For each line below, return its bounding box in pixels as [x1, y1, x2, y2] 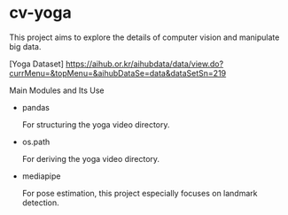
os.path [21, 136, 51, 147]
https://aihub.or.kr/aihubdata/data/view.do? [65, 58, 224, 69]
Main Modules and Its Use [9, 85, 105, 96]
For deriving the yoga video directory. [21, 153, 160, 164]
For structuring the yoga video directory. [21, 119, 170, 130]
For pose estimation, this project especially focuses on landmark [21, 188, 258, 198]
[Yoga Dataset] [9, 58, 65, 69]
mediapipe [21, 171, 61, 181]
